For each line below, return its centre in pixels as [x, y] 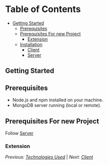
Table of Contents [43, 9]
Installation [31, 44]
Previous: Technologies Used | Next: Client [49, 157]
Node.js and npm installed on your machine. [58, 100]
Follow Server [19, 133]
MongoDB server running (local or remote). [57, 105]
